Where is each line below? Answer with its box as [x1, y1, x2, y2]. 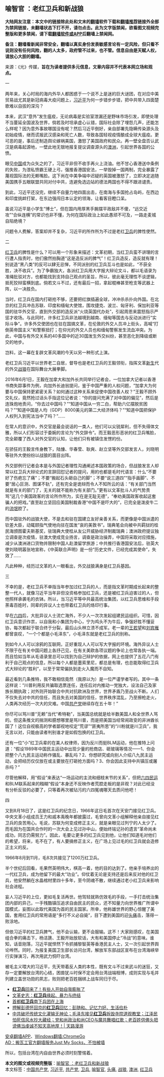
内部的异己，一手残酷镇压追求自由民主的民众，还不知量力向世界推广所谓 [9, 900, 155, 906]
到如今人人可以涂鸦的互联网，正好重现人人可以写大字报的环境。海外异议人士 [5, 641, 159, 647]
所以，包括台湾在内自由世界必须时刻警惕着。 [5, 1050, 95, 1055]
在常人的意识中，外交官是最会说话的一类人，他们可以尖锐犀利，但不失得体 [5, 423, 155, 429]
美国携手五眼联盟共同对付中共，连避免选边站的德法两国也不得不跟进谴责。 [5, 179, 155, 184]
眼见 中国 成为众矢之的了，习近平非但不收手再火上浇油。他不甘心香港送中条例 [5, 160, 159, 166]
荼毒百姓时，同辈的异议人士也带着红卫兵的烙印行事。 [5, 602, 112, 608]
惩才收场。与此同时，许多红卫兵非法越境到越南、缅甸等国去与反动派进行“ [5, 315, 153, 321]
